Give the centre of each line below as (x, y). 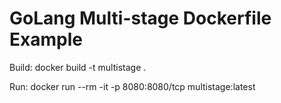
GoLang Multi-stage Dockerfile (140, 18)
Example (46, 39)
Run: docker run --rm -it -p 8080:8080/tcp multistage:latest (132, 86)
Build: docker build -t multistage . (78, 67)
